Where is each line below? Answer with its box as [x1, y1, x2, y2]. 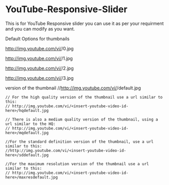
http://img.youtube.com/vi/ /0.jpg [5, 45, 74, 51]
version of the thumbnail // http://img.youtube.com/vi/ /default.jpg [5, 85, 141, 91]
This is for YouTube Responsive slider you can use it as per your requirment [5, 20, 164, 26]
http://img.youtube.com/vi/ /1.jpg [5, 55, 73, 61]
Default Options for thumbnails [5, 36, 70, 42]
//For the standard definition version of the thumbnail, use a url [5, 139, 154, 144]
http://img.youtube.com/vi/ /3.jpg [5, 75, 74, 81]
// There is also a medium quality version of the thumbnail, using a [5, 117, 158, 122]
